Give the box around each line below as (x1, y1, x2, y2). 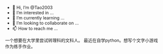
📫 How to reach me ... (12, 26, 58, 31)
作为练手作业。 (5, 44, 35, 49)
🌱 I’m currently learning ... (12, 15, 65, 20)
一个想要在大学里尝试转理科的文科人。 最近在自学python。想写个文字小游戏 (5, 37, 158, 43)
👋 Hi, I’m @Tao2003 (12, 5, 53, 10)
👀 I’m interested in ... (12, 10, 54, 16)
